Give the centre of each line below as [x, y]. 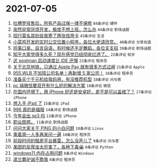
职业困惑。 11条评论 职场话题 [40, 122]
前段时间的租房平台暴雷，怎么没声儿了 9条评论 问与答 [66, 141]
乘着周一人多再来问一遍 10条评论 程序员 [52, 134]
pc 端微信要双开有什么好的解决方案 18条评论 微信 [62, 85]
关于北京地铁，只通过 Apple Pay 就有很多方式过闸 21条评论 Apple [79, 67]
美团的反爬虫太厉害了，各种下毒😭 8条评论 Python [63, 147]
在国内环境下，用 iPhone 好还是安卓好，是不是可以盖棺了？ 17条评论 [82, 91]
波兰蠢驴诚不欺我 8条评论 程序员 [44, 159]
